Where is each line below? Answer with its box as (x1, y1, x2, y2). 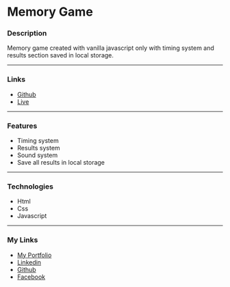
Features (7, 121, 38, 131)
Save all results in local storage (16, 159, 105, 167)
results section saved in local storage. (7, 51, 114, 59)
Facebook (16, 273, 46, 281)
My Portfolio (16, 251, 52, 259)
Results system (16, 144, 60, 152)
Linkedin (16, 258, 42, 266)
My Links (7, 235, 38, 245)
